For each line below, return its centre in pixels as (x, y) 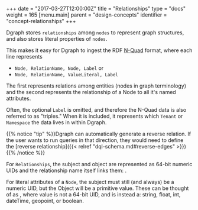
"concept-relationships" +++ (41, 21)
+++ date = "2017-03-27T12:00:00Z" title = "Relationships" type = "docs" (96, 9)
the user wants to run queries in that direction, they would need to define (95, 140)
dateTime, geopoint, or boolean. (45, 201)
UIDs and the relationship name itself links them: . (66, 170)
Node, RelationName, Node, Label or (59, 68)
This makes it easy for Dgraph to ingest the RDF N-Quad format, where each (99, 50)
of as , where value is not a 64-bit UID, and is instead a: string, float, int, (93, 194)
